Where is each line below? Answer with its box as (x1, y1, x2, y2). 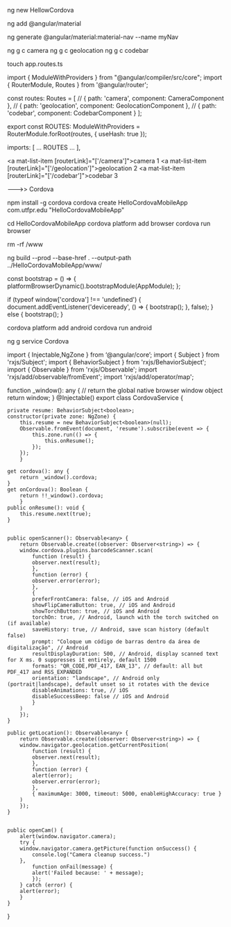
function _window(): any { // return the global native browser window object (7, 386, 223, 394)
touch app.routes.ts (7, 60, 63, 68)
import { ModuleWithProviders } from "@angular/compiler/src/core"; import (7, 73, 223, 81)
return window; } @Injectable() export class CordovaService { (7, 394, 184, 402)
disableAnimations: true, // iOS (32, 687, 129, 694)
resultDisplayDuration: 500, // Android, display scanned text (32, 650, 219, 657)
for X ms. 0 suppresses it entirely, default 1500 (7, 656, 157, 663)
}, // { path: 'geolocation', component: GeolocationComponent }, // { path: (7, 102, 217, 110)
